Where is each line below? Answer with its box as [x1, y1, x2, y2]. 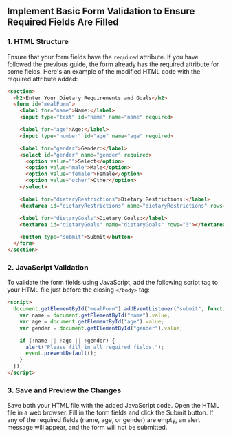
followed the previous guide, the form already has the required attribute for [7, 60, 219, 68]
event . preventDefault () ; [25, 350, 97, 357]
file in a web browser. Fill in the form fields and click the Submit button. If [7, 408, 214, 417]
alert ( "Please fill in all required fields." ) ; [25, 344, 165, 350]
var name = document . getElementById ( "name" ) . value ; [19, 312, 170, 319]
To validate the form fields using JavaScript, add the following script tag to [7, 279, 219, 287]
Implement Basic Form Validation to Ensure [7, 6, 195, 17]
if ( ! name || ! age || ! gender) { [19, 337, 115, 344]
